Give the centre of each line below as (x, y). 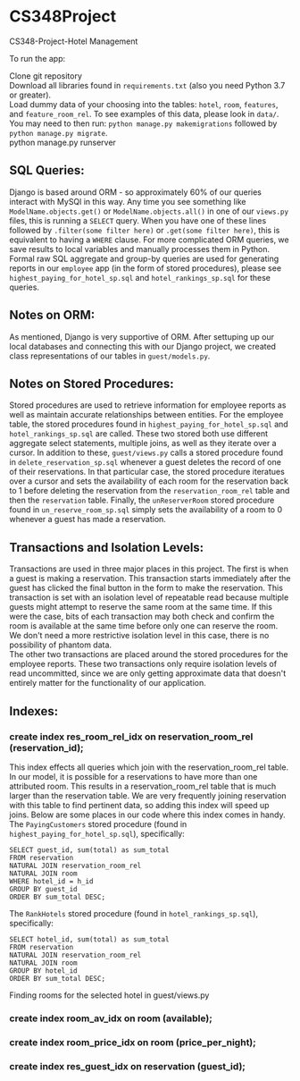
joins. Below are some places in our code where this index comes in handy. (147, 815)
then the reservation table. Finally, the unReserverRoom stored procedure (142, 500)
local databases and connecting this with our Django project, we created (143, 346)
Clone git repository (46, 76)
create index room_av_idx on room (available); (111, 1018)
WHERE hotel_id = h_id (51, 881)
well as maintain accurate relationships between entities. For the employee (146, 415)
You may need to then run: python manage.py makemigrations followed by (143, 123)
